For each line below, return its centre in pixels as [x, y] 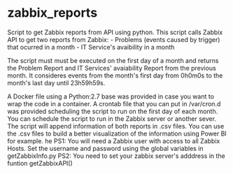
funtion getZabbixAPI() [40, 163]
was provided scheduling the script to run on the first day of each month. [113, 111]
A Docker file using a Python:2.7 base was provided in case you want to [111, 96]
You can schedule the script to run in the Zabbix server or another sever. [112, 118]
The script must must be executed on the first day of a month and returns [113, 60]
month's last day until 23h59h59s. [56, 82]
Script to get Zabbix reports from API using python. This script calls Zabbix [115, 32]
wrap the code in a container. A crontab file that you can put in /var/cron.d [114, 103]
